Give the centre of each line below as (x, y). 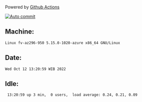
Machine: (20, 32)
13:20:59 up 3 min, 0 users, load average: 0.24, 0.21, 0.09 (72, 95)
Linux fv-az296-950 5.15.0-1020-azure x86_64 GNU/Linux (63, 43)
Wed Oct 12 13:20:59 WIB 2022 (36, 69)
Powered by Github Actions (32, 7)
